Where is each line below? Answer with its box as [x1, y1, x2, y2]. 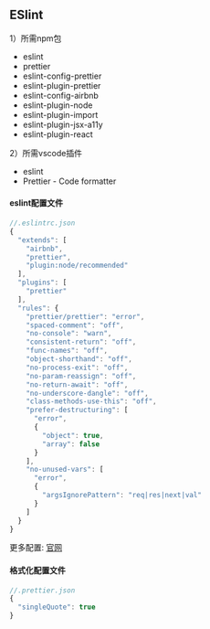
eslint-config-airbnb [22, 90, 99, 101]
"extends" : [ [17, 235, 68, 245]
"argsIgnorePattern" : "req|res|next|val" [42, 491, 203, 500]
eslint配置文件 [9, 197, 64, 208]
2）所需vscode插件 [9, 147, 82, 158]
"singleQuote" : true [17, 602, 96, 612]
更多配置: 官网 [9, 542, 62, 553]
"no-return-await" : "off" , [26, 379, 129, 389]
